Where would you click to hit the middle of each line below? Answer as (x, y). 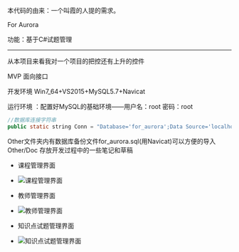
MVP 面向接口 (28, 76)
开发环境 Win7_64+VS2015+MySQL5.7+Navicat (76, 91)
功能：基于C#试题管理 (40, 39)
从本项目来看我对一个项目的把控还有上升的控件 (76, 61)
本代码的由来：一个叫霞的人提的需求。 (63, 10)
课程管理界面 (36, 165)
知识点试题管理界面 (46, 226)
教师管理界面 (36, 195)
